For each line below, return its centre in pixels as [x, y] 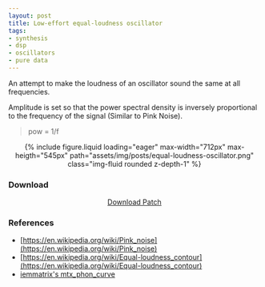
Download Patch [135, 202]
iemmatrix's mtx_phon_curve [68, 274]
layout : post [30, 16]
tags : [17, 30]
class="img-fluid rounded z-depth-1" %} [135, 164]
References [31, 223]
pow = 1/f [44, 131]
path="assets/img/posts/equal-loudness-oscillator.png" [162, 155]
